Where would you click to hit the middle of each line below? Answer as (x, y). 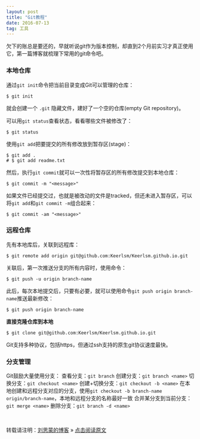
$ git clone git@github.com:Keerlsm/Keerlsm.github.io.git (81, 333)
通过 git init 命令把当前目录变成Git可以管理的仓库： (70, 85)
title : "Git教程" (27, 17)
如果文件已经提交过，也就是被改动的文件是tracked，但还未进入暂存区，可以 (99, 196)
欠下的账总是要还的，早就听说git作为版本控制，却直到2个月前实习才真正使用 (100, 46)
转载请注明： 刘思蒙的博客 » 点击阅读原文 (56, 430)
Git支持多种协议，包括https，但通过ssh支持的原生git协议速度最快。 (89, 345)
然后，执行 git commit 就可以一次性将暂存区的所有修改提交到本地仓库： (93, 172)
